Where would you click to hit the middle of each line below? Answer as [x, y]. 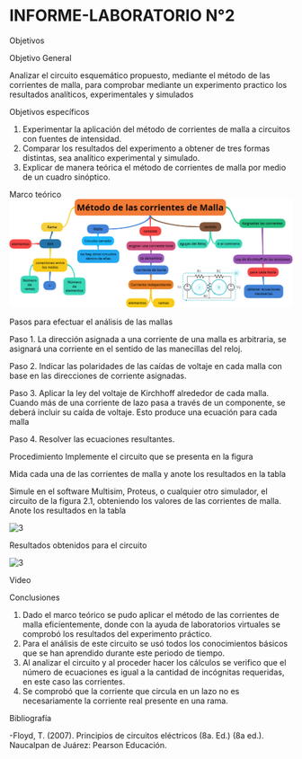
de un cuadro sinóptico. [66, 177]
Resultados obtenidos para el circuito [78, 545]
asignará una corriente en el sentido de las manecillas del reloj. [126, 349]
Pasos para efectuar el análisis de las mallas [91, 322]
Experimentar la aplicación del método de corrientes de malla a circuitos [156, 129]
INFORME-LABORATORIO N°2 [122, 16]
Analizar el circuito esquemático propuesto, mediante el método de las [140, 75]
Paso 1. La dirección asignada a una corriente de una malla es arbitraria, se [148, 340]
